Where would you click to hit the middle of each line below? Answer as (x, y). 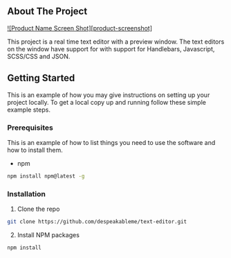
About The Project (47, 11)
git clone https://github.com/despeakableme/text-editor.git (97, 222)
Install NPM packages (48, 234)
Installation (27, 193)
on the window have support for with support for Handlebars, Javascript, (111, 49)
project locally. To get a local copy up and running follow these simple (107, 102)
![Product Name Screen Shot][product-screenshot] (80, 28)
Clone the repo (38, 209)
